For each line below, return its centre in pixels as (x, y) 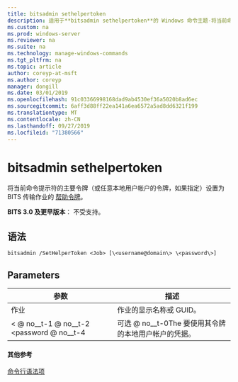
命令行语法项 (26, 371)
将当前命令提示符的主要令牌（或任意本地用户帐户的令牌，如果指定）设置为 (116, 188)
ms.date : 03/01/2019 (38, 93)
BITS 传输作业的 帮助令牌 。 (47, 197)
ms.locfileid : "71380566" (45, 133)
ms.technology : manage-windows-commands (68, 54)
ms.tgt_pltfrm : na (34, 60)
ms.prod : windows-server (44, 34)
